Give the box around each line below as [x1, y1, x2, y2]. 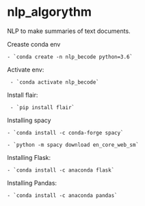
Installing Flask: [7, 153, 51, 161]
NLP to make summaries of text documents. [7, 27, 131, 35]
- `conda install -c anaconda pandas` [7, 192, 118, 199]
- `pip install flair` [10, 104, 75, 111]
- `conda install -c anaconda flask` [7, 166, 115, 174]
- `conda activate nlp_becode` [10, 78, 99, 86]
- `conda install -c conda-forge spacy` [7, 129, 124, 136]
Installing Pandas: [7, 179, 57, 187]
